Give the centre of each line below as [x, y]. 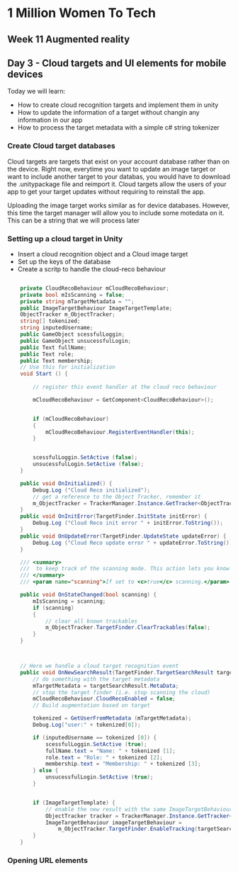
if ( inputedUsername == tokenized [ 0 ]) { [95, 737]
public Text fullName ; [53, 347]
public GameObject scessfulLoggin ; [73, 334]
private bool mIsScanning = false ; [73, 295]
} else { [46, 771]
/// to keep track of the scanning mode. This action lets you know [125, 569]
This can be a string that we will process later [74, 220]
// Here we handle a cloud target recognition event [100, 666]
